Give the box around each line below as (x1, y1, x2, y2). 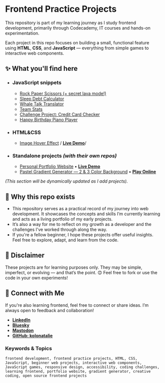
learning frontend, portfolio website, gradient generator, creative (5, 369, 151, 374)
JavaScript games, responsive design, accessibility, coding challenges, (5, 364, 160, 370)
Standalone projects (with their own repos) (12, 152, 117, 159)
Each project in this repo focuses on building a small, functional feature (5, 39, 149, 45)
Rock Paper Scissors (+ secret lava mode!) (19, 90, 107, 96)
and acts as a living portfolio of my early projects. (12, 216, 113, 222)
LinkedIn (12, 317, 31, 323)
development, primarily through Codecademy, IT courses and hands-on (5, 25, 151, 31)
